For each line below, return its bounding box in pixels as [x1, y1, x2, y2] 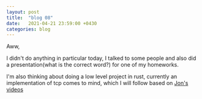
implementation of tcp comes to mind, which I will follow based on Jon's [6, 79, 189, 87]
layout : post [6, 9, 40, 15]
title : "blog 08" [6, 15, 53, 21]
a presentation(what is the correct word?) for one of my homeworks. [6, 61, 179, 68]
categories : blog [6, 26, 51, 32]
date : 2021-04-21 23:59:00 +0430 [6, 20, 97, 26]
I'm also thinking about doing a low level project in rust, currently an [6, 73, 178, 80]
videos [6, 86, 23, 94]
